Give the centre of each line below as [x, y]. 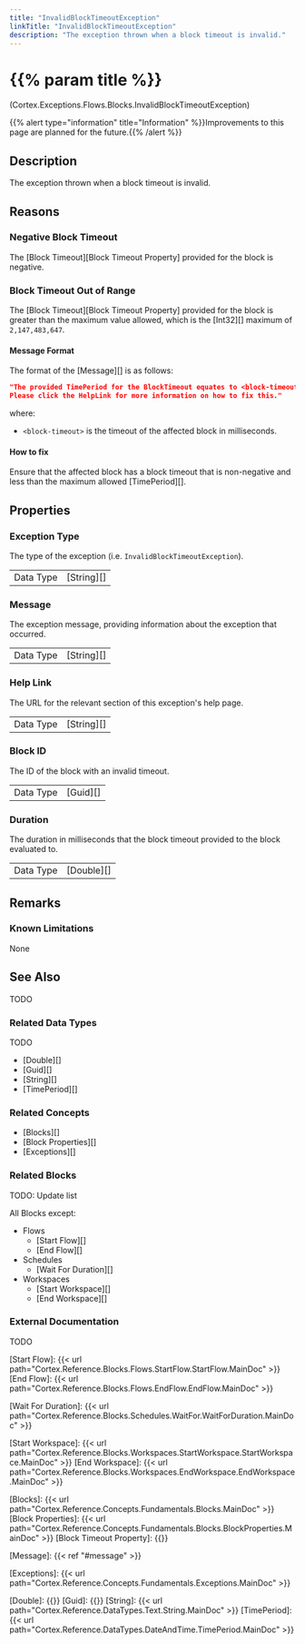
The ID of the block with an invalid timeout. [89, 771]
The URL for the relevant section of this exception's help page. [126, 703]
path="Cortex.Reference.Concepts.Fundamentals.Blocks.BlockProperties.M [151, 1528]
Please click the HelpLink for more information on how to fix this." [146, 396]
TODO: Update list [43, 1195]
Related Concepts [50, 1112]
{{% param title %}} [86, 80]
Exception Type [44, 536]
